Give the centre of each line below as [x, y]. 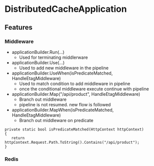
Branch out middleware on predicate [56, 120]
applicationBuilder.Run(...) [38, 52]
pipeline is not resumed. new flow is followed [65, 104]
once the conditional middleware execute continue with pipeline [84, 89]
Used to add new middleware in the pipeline [64, 68]
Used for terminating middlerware [54, 57]
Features [19, 27]
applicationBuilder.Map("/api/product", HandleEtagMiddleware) [76, 94]
